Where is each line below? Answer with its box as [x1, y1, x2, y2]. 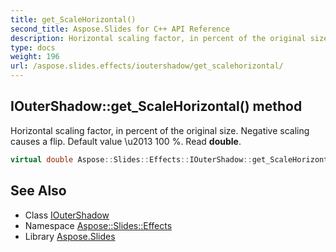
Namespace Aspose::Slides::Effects [24, 219, 173, 231]
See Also [10, 182, 67, 200]
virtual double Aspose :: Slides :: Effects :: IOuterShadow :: [10, 154, 253, 165]
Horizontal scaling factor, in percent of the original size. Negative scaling [10, 124, 310, 136]
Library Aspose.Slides [24, 230, 116, 242]
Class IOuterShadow [24, 209, 110, 221]
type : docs [10, 42, 56, 53]
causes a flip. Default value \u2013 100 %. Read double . [10, 135, 242, 147]
